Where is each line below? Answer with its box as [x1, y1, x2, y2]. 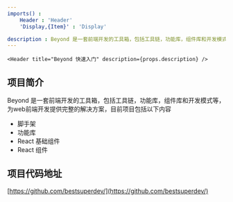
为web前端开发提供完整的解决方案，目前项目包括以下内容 [7, 105, 171, 113]
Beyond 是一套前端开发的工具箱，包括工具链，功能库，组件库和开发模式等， [7, 96, 225, 105]
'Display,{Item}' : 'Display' [19, 23, 107, 30]
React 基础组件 [17, 137, 60, 146]
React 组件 [17, 146, 49, 154]
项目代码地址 [7, 168, 62, 180]
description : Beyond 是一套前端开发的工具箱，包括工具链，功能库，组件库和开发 [7, 35, 217, 42]
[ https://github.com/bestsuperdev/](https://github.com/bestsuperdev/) [7, 187, 209, 195]
